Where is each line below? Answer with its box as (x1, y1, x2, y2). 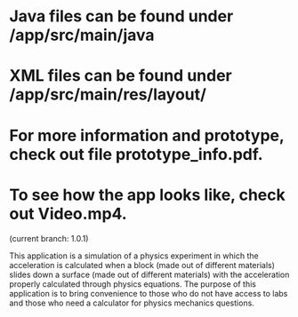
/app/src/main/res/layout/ (9, 84, 207, 105)
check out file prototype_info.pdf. (9, 144, 264, 164)
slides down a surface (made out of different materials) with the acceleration (9, 269, 290, 280)
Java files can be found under (9, 6, 234, 27)
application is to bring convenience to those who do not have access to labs (9, 288, 288, 298)
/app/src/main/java (9, 25, 155, 45)
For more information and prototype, (9, 125, 285, 146)
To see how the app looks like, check (9, 185, 286, 205)
